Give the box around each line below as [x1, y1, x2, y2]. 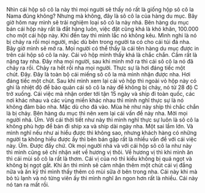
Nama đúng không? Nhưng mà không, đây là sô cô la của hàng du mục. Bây [6, 12, 198, 20]
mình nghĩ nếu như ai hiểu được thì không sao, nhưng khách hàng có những [6, 129, 197, 136]
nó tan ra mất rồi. [6, 181, 50, 188]
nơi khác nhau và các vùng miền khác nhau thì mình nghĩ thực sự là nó [6, 96, 184, 104]
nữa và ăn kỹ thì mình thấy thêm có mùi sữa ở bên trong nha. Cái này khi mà [6, 168, 198, 175]
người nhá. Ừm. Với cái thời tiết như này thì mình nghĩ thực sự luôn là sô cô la [6, 116, 199, 123]
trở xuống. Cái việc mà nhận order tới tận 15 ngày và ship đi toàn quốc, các [6, 90, 195, 97]
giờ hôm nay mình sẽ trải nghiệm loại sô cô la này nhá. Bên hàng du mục [6, 19, 189, 26]
